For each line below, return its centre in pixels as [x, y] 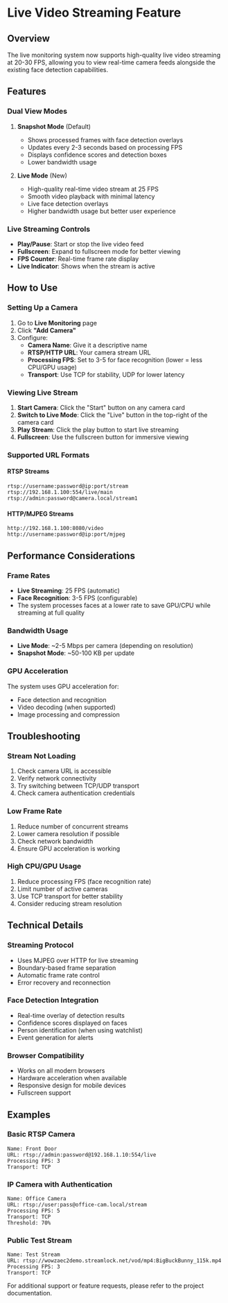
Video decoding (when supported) [66, 707]
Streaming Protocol [41, 945]
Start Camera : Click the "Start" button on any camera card [101, 407]
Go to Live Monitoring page [57, 323]
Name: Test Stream [34, 1255]
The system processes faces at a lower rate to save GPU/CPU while [114, 605]
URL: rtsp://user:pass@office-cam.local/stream [77, 1205]
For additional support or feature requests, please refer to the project [106, 1286]
